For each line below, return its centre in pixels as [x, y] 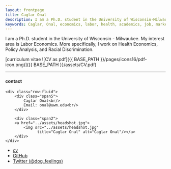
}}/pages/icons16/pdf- [123, 60]
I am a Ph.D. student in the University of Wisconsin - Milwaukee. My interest [85, 39]
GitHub [20, 156]
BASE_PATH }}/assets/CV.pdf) [65, 65]
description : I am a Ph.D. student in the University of [67, 19]
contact [14, 81]
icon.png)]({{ [19, 65]
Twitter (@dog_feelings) [38, 161]
